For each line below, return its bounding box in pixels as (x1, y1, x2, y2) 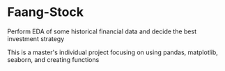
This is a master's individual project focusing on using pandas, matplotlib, (7, 48, 218, 56)
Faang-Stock (7, 4, 84, 20)
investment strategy (7, 34, 65, 42)
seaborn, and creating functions (7, 55, 100, 63)
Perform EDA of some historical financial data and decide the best (7, 27, 197, 35)
